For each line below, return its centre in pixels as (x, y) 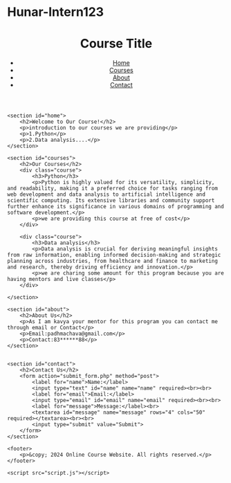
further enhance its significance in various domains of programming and (116, 207)
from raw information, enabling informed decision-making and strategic (114, 255)
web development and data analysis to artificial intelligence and (107, 194)
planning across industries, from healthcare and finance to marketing (112, 261)
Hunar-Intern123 (56, 12)
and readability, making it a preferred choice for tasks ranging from (112, 189)
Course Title (116, 44)
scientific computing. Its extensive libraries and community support (111, 201)
